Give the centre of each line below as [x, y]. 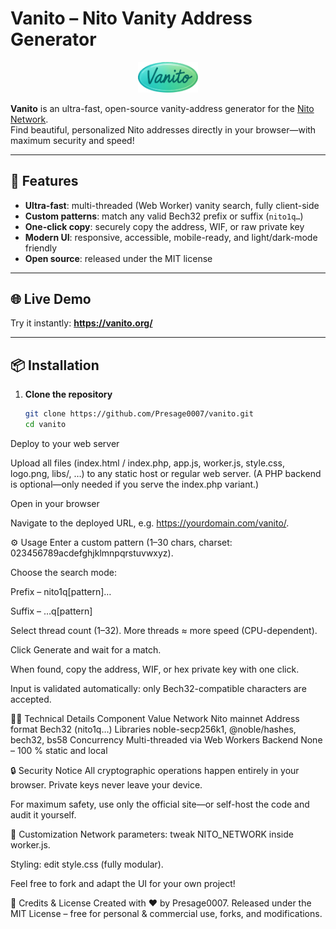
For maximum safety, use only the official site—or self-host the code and [160, 804]
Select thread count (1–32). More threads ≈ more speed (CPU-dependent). [164, 630]
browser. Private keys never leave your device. [106, 784]
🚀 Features [44, 181]
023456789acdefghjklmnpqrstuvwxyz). [92, 553]
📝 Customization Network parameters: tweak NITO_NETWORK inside [152, 834]
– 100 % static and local [59, 750]
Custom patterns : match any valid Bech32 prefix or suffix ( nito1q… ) [164, 216]
